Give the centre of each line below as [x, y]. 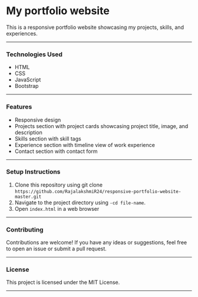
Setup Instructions [33, 172]
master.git [28, 197]
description [28, 132]
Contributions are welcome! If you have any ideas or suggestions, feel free [97, 243]
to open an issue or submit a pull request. [57, 249]
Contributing [25, 230]
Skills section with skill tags [48, 138]
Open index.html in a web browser [57, 208]
